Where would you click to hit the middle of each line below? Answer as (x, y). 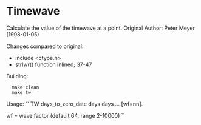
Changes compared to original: (45, 46)
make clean (26, 87)
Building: (17, 76)
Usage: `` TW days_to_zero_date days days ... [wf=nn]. (75, 104)
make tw (22, 92)
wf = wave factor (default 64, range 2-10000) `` (66, 115)
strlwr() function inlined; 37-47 (53, 64)
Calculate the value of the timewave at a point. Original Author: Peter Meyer (101, 28)
